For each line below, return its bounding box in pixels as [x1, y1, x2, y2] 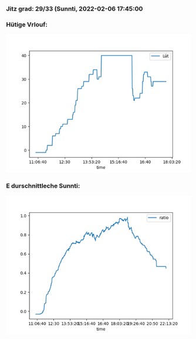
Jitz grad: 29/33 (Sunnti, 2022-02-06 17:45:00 [6, 5, 143, 13]
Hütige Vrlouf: [6, 20, 48, 28]
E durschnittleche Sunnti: [6, 182, 80, 190]
